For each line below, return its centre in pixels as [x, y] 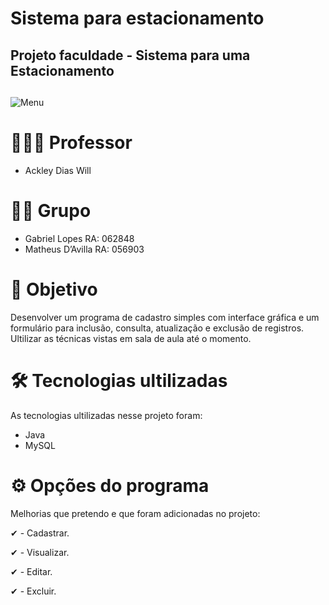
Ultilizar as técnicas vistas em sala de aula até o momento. [131, 338]
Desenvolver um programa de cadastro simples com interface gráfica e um [165, 317]
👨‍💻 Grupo [51, 211]
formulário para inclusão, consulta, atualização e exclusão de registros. [157, 328]
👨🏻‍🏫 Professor [71, 143]
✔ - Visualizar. [40, 552]
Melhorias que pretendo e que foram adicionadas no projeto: [135, 513]
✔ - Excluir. [33, 591]
